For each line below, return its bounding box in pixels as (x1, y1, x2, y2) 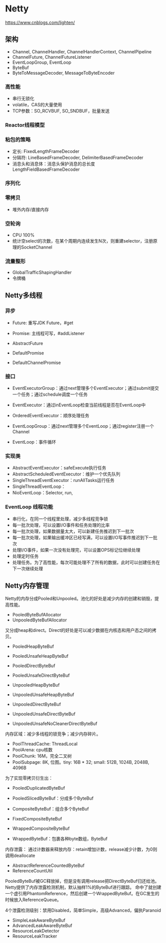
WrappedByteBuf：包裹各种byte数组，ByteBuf (12, 836, 108, 842)
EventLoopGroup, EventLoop (12, 59, 72, 65)
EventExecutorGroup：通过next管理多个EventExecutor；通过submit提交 (12, 385, 160, 391)
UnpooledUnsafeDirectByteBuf (12, 711, 76, 717)
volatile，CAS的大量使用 (12, 102, 62, 108)
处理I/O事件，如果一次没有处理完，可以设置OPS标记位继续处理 (12, 547, 140, 553)
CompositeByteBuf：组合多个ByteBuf (12, 806, 89, 812)
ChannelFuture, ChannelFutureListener (12, 54, 92, 60)
